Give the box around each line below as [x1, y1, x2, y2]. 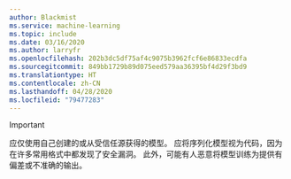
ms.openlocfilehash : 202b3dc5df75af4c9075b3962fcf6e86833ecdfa [9, 54, 248, 63]
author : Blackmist [9, 12, 77, 22]
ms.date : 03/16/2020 [9, 37, 86, 47]
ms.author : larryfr [9, 46, 81, 55]
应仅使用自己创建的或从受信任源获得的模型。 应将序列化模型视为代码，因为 [9, 138, 283, 149]
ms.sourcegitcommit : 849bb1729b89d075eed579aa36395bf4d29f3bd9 [9, 63, 248, 72]
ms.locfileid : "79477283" [9, 95, 104, 105]
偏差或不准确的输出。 [9, 160, 87, 171]
